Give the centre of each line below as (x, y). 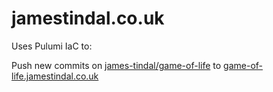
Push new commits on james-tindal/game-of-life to (116, 65)
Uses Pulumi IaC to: (52, 46)
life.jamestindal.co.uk (55, 76)
